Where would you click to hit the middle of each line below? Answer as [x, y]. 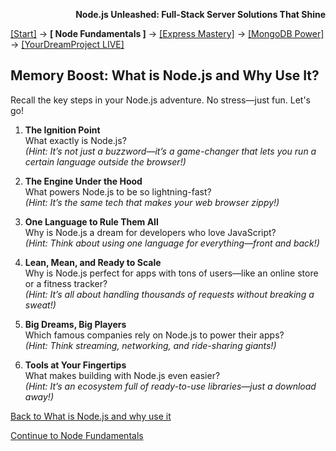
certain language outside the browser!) [105, 161]
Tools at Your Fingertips [75, 365]
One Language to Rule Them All [91, 221]
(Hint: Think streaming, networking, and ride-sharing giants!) [150, 345]
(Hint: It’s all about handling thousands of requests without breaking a [169, 294]
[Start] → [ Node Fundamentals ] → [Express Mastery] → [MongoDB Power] [167, 33]
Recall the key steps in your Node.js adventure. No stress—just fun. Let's [161, 100]
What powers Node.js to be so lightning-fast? [118, 191]
